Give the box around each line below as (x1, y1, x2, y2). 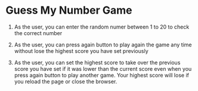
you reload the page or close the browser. (14, 78, 117, 85)
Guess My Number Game (5, 4, 132, 17)
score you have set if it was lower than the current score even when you (14, 65, 192, 72)
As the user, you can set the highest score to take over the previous (14, 59, 181, 66)
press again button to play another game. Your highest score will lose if (14, 71, 189, 79)
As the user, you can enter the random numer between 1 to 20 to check (14, 23, 190, 30)
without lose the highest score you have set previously (14, 47, 148, 54)
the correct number (14, 29, 63, 36)
